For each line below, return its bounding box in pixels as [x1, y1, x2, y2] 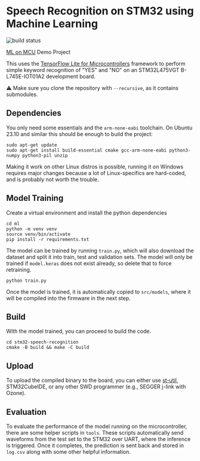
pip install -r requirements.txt [6, 236, 90, 242]
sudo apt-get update [6, 142, 58, 148]
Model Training [6, 193, 64, 203]
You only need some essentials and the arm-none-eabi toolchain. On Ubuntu [6, 124, 193, 131]
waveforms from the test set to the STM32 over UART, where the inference [6, 436, 191, 442]
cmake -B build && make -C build [6, 345, 90, 351]
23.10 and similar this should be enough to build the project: [6, 130, 153, 137]
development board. [45, 73, 96, 80]
